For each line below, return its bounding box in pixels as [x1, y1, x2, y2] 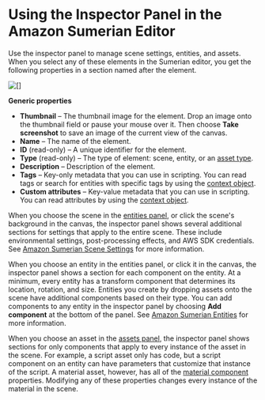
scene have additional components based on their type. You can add [8, 292, 233, 302]
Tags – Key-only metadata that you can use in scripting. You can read [19, 170, 247, 179]
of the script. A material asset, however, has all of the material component [8, 367, 249, 376]
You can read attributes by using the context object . [19, 195, 189, 205]
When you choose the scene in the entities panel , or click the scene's [8, 210, 235, 220]
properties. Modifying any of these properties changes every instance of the [8, 375, 258, 385]
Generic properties [8, 96, 73, 105]
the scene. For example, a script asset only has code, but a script [8, 350, 221, 360]
